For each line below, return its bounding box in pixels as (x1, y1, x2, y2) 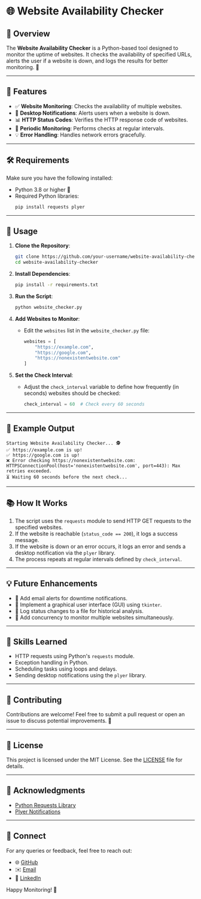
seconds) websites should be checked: (23, 389, 121, 397)
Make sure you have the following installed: (6, 174, 113, 181)
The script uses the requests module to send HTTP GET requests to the (14, 517, 191, 524)
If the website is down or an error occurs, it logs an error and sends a (14, 543, 186, 550)
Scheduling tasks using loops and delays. (14, 665, 118, 672)
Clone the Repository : (14, 242, 71, 249)
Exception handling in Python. (14, 659, 89, 666)
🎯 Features (6, 87, 47, 97)
